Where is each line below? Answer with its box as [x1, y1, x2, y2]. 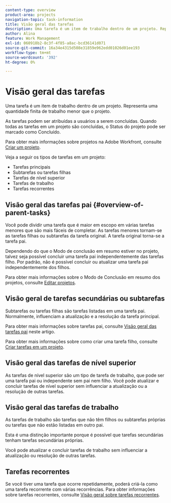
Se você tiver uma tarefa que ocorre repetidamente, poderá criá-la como [5, 481, 158, 487]
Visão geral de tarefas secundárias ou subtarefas [5, 294, 165, 303]
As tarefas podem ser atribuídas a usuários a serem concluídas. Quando [5, 118, 157, 124]
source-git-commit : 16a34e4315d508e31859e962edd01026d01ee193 [5, 45, 140, 50]
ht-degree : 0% [5, 60, 36, 65]
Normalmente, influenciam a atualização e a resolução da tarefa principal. [5, 313, 160, 319]
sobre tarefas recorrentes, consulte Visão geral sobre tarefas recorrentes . [5, 492, 160, 498]
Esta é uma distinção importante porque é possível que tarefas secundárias [5, 432, 164, 438]
